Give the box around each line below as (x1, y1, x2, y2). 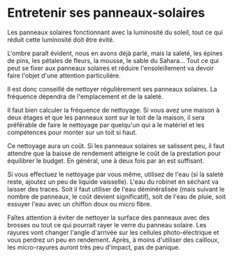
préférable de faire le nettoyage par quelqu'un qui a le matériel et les (7, 120, 205, 129)
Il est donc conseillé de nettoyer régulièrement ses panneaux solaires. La (7, 85, 218, 93)
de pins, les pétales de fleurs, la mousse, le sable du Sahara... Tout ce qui (7, 56, 219, 64)
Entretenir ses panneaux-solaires (7, 5, 205, 21)
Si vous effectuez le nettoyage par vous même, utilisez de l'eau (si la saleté (7, 170, 224, 178)
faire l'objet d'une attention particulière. (7, 71, 121, 80)
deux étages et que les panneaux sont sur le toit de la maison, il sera (7, 113, 205, 122)
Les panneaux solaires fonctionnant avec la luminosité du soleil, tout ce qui (7, 28, 224, 36)
